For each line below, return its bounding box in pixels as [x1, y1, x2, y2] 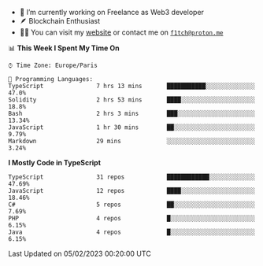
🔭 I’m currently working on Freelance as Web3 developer [19, 8, 205, 17]
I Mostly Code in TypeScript [8, 158, 101, 167]
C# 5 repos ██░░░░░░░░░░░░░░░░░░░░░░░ [8, 201, 256, 209]
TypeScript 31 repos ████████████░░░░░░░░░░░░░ [8, 173, 256, 181]
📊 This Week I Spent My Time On [8, 43, 120, 53]
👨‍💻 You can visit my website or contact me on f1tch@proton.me [19, 28, 224, 37]
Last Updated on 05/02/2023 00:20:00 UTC [8, 249, 151, 258]
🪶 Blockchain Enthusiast [19, 17, 101, 25]
